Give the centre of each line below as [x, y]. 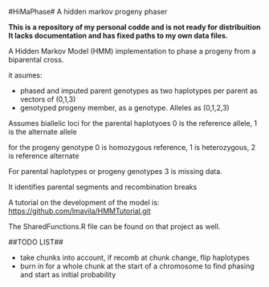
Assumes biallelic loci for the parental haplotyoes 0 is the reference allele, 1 [133, 123]
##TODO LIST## [36, 242]
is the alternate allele [43, 132]
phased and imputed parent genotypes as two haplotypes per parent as [139, 91]
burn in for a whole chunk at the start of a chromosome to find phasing [137, 266]
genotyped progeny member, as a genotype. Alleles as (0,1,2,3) [125, 108]
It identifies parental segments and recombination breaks [103, 187]
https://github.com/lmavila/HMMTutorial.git [79, 211]
